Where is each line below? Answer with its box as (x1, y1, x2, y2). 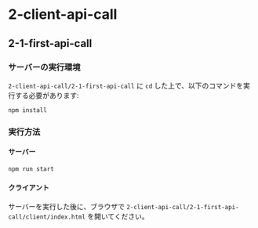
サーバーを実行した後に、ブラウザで (8, 201, 125, 211)
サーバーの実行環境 (8, 61, 81, 72)
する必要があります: (14, 90, 80, 100)
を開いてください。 (87, 212, 149, 221)
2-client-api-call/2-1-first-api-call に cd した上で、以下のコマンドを (8, 81, 244, 90)
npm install (8, 106, 47, 114)
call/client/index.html (8, 213, 86, 221)
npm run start (8, 165, 55, 173)
